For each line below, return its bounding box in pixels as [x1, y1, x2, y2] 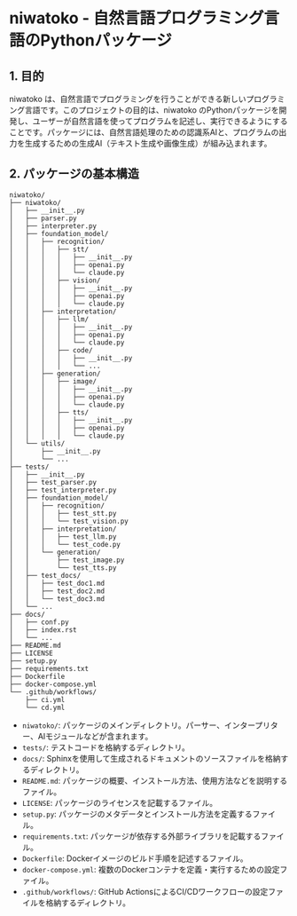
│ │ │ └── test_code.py [9, 540, 121, 549]
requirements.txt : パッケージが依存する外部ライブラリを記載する [21, 831, 262, 841]
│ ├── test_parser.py [9, 478, 98, 486]
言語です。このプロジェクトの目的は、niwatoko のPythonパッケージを [24, 105, 279, 115]
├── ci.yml [25, 695, 66, 704]
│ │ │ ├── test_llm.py [9, 532, 117, 541]
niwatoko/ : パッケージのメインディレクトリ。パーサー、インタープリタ [21, 720, 279, 730]
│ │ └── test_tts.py [9, 563, 117, 572]
